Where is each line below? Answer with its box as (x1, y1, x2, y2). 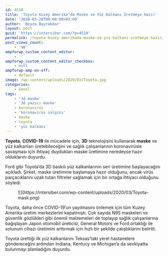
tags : (5, 91, 16, 96)
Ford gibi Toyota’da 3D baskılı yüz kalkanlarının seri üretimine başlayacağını (5, 164, 160, 170)
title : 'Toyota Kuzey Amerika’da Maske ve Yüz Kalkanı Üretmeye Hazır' (5, 12, 157, 17)
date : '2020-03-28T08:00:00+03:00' (5, 17, 79, 22)
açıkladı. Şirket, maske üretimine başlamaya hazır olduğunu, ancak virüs (5, 169, 153, 175)
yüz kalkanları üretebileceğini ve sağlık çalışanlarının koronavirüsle (5, 143, 142, 149)
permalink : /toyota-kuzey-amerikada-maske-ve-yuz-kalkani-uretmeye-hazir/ (5, 36, 164, 41)
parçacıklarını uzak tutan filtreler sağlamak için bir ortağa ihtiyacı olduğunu (5, 174, 159, 180)
